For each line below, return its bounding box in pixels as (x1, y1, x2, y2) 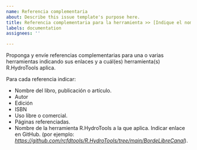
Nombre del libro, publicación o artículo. (14, 87, 112, 94)
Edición (14, 99, 33, 106)
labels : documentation (6, 25, 62, 31)
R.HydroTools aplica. (6, 64, 56, 71)
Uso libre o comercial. (14, 112, 68, 119)
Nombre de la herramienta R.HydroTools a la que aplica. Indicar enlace (14, 125, 185, 132)
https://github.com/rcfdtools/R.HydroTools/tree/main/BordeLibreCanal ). (14, 137, 188, 144)
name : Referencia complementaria (6, 8, 88, 15)
